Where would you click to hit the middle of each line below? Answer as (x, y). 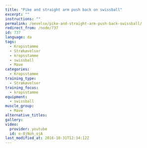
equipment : (16, 97)
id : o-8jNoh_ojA (26, 134)
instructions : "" (23, 19)
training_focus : (22, 88)
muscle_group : (20, 106)
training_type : (21, 78)
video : (12, 124)
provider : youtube (29, 129)
